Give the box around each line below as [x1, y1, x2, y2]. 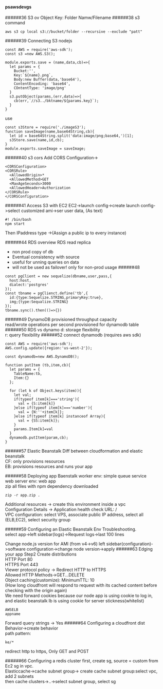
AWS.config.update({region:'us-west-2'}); [5, 346, 92, 351]
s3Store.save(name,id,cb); [9, 138, 64, 143]
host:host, [9, 278, 32, 283]
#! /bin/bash [5, 217, 32, 222]
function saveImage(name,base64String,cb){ [5, 129, 95, 134]
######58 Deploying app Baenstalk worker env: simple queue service [5, 473, 147, 479]
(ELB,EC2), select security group [5, 517, 71, 523]
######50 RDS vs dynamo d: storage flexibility [5, 327, 101, 333]
